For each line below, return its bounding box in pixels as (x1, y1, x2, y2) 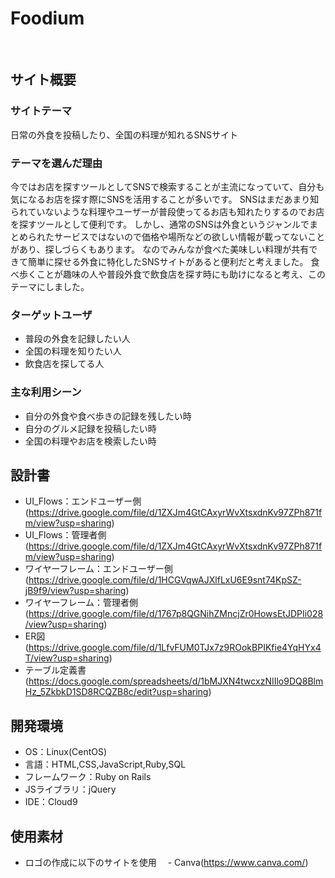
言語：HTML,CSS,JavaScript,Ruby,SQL (24, 758, 187, 771)
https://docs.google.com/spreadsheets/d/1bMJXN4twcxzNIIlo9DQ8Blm (28, 675, 324, 687)
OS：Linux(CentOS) (24, 746, 108, 758)
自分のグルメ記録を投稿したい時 (24, 422, 157, 434)
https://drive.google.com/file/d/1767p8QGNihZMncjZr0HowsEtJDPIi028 (28, 608, 324, 620)
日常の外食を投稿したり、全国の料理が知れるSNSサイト (10, 128, 238, 141)
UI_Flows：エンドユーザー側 (24, 495, 142, 507)
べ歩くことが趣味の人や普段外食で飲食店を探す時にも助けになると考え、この (10, 268, 326, 280)
